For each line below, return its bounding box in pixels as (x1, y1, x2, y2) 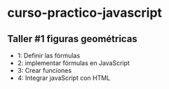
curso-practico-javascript (7, 5, 163, 21)
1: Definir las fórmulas (17, 51, 81, 60)
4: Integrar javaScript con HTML (17, 74, 111, 82)
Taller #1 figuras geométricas (7, 33, 138, 45)
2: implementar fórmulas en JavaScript (17, 59, 130, 67)
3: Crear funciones (17, 67, 72, 74)
